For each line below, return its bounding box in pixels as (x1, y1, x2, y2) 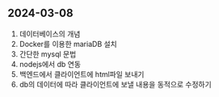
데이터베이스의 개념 (19, 28, 81, 39)
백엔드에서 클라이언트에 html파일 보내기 (19, 69, 145, 79)
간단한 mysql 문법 (19, 48, 77, 59)
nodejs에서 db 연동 (19, 59, 82, 69)
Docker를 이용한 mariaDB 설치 (19, 39, 118, 48)
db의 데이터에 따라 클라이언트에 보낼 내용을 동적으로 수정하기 (19, 79, 212, 89)
